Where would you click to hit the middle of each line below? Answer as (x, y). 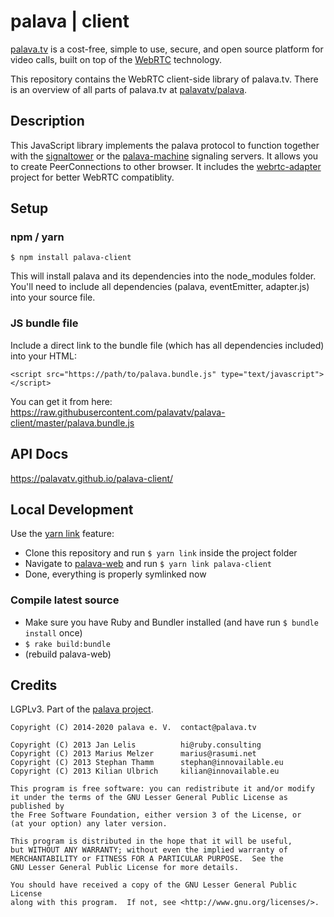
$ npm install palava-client (71, 258)
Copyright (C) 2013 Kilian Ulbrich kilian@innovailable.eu (145, 771)
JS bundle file (44, 323)
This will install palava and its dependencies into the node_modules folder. (163, 276)
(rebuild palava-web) (68, 654)
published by (37, 806)
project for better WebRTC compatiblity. (92, 177)
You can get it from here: (61, 401)
